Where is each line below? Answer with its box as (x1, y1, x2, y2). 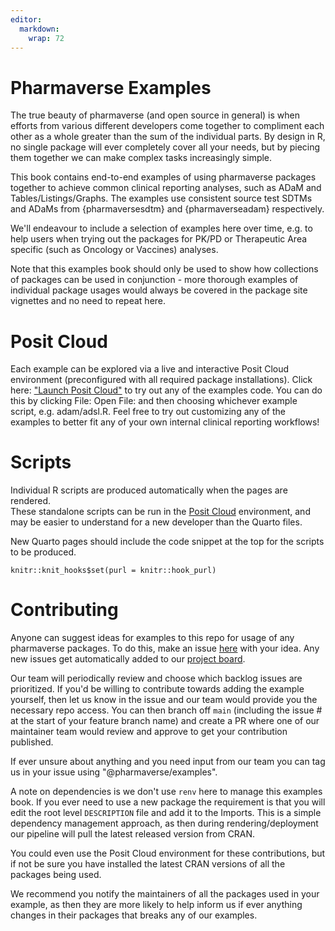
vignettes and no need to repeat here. (10, 295, 167, 307)
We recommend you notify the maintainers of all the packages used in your (10, 888, 320, 900)
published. (10, 736, 54, 748)
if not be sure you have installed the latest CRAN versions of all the (10, 858, 286, 870)
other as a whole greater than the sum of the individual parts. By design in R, (10, 131, 326, 143)
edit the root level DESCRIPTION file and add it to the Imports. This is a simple (10, 807, 322, 819)
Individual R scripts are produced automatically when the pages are (10, 484, 288, 496)
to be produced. (10, 546, 77, 558)
